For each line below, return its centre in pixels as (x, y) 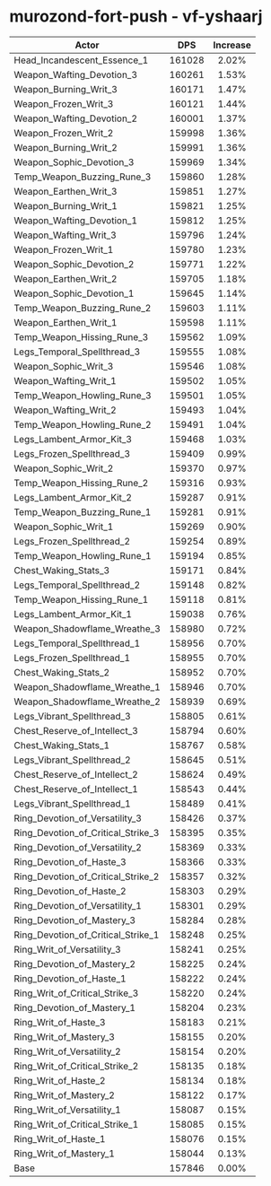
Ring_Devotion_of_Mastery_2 (75, 964)
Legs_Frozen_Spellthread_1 (72, 658)
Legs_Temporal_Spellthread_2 (77, 585)
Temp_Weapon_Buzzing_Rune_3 (83, 177)
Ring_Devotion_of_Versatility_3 (78, 818)
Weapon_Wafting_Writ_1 (65, 380)
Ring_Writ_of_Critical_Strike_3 (76, 993)
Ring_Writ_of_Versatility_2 (67, 1051)
